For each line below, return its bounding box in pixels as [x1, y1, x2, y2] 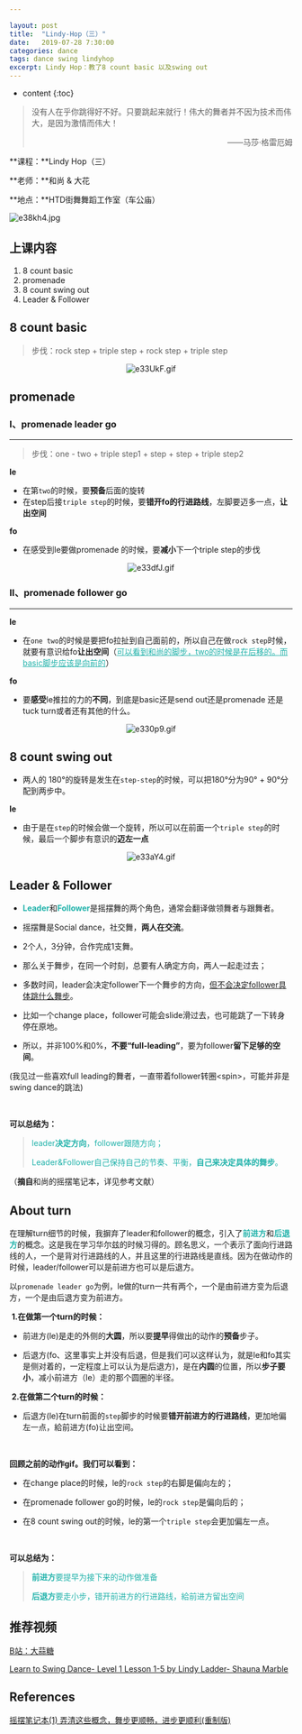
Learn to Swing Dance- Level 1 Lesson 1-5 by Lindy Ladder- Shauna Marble [9, 1663, 289, 1674]
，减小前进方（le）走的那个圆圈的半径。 [30, 1372, 180, 1383]
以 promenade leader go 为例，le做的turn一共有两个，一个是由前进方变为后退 [9, 1281, 289, 1292]
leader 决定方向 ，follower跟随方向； [31, 1138, 164, 1149]
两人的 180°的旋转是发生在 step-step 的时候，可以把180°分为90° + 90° [22, 775, 281, 785]
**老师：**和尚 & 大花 [9, 175, 90, 186]
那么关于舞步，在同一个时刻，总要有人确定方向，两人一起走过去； [22, 960, 267, 971]
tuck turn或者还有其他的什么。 [22, 705, 135, 716]
